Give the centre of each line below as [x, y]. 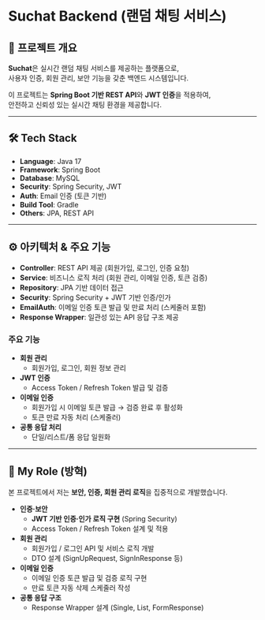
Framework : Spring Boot [60, 170]
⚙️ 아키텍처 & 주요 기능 [60, 247]
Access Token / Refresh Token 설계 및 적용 [100, 528]
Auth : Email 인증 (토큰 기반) [63, 196]
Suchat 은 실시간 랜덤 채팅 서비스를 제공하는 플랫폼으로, [94, 68]
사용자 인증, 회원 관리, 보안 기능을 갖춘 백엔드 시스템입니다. [99, 78]
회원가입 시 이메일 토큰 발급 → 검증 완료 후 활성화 [107, 407]
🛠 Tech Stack [43, 138]
